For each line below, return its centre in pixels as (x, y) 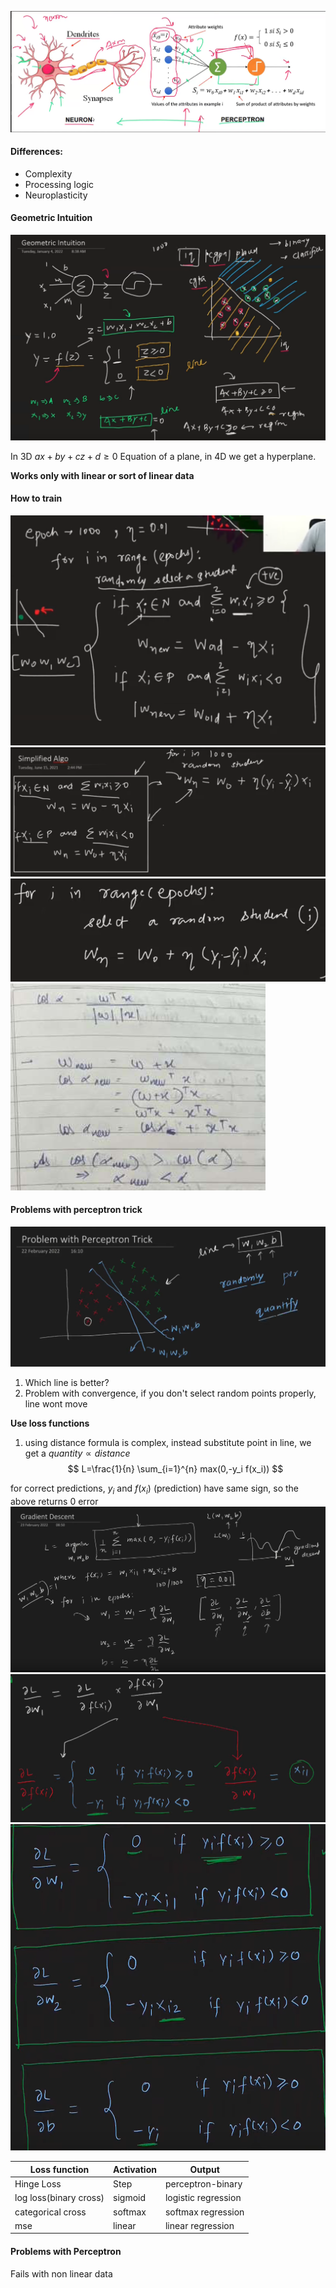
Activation (135, 2169)
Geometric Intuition (51, 218)
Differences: (37, 152)
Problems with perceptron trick (76, 1210)
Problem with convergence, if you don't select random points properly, (170, 1393)
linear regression (199, 2225)
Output (204, 2169)
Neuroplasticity (56, 195)
